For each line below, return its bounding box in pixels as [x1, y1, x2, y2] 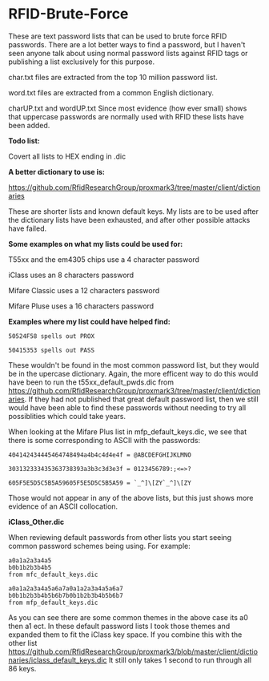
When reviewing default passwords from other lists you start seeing [8, 532, 232, 542]
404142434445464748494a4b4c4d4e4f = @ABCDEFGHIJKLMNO [8, 450, 192, 459]
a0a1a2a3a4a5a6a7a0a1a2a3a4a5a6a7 [8, 584, 124, 593]
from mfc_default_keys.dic [8, 570, 98, 578]
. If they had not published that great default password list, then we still [24, 394, 259, 404]
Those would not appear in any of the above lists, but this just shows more [8, 493, 254, 502]
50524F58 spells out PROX [8, 332, 94, 340]
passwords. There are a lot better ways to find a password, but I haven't [8, 39, 246, 49]
